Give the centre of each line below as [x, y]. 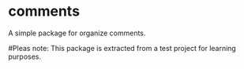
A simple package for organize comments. [77, 33]
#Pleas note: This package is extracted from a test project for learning [122, 48]
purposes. [25, 56]
